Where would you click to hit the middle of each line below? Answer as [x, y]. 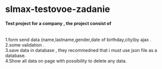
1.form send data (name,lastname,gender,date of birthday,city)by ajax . [78, 40]
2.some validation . [25, 45]
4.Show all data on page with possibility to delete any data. [66, 61]
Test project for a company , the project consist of [58, 23]
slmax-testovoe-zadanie [58, 9]
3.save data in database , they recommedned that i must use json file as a [81, 50]
